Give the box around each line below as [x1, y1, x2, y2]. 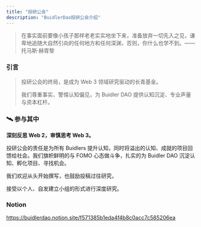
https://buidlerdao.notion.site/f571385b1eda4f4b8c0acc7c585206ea [6, 214, 176, 222]
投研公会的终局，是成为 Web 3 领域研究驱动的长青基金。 [20, 78, 162, 85]
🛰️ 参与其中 [6, 115, 39, 123]
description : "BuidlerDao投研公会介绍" [6, 14, 101, 20]
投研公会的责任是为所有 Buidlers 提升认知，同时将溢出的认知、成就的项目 [6, 145, 188, 152]
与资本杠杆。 [20, 98, 53, 105]
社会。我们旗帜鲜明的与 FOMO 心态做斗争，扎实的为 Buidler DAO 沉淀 [16, 152, 190, 160]
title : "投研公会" [6, 8, 49, 15]
